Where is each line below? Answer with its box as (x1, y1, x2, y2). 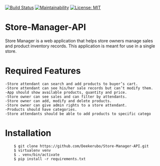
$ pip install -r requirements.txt (14, 156, 86, 161)
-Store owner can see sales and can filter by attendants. (5, 94, 127, 99)
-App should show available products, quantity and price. (5, 90, 127, 95)
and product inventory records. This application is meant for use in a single (5, 43, 156, 49)
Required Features (5, 65, 81, 77)
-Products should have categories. (5, 107, 77, 112)
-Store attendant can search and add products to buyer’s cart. (5, 81, 138, 86)
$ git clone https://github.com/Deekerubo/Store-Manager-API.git (14, 144, 149, 148)
